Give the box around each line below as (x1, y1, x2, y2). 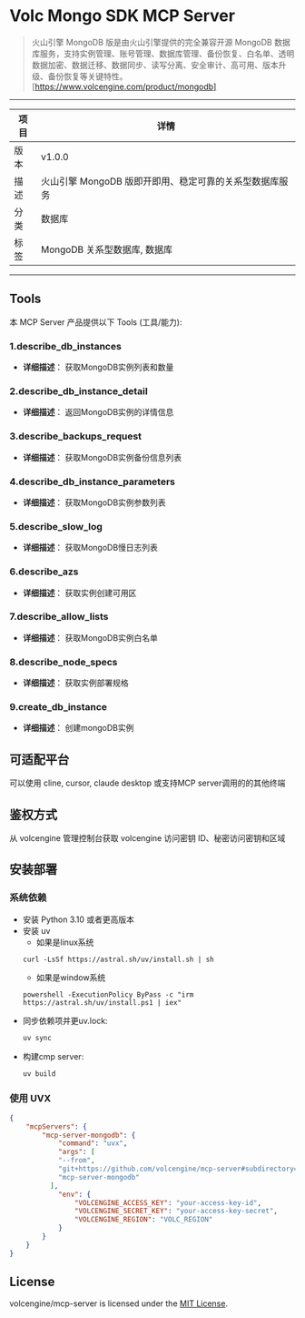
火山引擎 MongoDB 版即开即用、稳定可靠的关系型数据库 (40, 175, 280, 188)
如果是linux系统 (35, 937, 94, 948)
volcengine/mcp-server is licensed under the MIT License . (9, 1298, 229, 1309)
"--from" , (57, 1156, 95, 1165)
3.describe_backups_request (9, 430, 143, 442)
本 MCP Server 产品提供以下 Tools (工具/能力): (9, 316, 182, 328)
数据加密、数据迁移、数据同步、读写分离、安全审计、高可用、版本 (31, 59, 279, 70)
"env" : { (57, 1190, 92, 1199)
